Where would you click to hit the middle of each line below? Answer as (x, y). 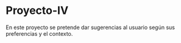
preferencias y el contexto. (39, 33)
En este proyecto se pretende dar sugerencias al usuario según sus (90, 27)
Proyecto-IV (37, 11)
